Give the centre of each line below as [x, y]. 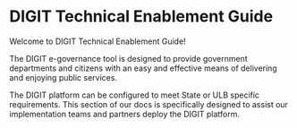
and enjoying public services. [64, 77]
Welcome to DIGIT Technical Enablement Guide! [98, 41]
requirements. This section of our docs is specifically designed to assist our [149, 104]
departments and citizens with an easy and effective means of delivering [143, 68]
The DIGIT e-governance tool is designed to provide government [128, 58]
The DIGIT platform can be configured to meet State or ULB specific [135, 95]
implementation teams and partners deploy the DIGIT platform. [124, 114]
